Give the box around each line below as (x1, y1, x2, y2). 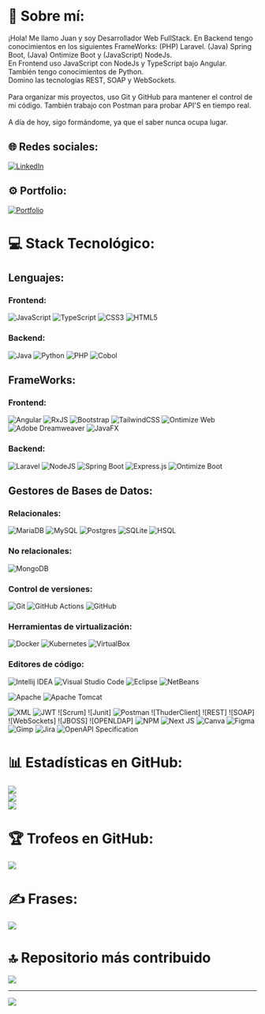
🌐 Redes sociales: (8, 140, 99, 153)
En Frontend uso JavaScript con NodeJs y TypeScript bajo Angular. (8, 59, 227, 68)
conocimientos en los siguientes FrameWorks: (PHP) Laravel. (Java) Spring (8, 41, 252, 51)
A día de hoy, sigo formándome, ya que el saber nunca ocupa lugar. (8, 117, 229, 127)
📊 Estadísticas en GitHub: (8, 753, 183, 771)
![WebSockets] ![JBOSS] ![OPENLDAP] (8, 716, 134, 725)
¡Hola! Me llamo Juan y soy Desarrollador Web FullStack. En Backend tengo (8, 33, 254, 43)
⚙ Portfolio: (8, 184, 67, 198)
